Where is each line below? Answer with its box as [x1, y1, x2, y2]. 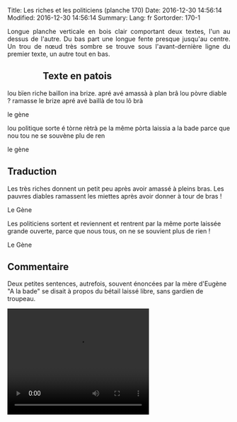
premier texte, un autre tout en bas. [7, 49, 110, 58]
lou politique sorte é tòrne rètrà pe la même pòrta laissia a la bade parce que [7, 124, 231, 132]
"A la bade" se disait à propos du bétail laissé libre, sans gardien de [7, 287, 204, 295]
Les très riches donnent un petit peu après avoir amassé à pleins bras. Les [7, 184, 224, 193]
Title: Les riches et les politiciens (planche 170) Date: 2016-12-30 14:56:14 [7, 6, 222, 14]
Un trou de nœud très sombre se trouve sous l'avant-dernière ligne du [7, 42, 231, 50]
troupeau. [7, 295, 36, 303]
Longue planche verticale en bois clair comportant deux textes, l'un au [7, 28, 231, 35]
